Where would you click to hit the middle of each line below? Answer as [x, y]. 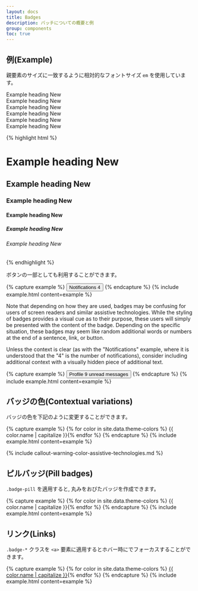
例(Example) [29, 59]
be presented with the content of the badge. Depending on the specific [93, 325]
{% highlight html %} [32, 137]
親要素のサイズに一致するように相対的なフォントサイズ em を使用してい [93, 75]
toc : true [18, 34]
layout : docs [22, 12]
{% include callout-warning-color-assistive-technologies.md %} [85, 453]
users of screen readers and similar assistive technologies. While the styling [99, 312]
